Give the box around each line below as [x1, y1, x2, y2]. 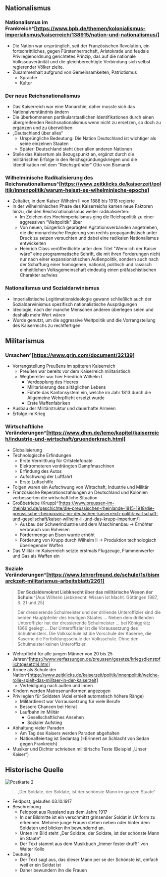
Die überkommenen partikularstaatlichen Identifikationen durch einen [12, 114, 154, 120]
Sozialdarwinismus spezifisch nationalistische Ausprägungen [12, 301, 137, 307]
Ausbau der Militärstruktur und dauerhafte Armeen [12, 406, 116, 412]
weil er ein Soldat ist [19, 862, 61, 868]
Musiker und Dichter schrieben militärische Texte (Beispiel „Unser [12, 746, 147, 752]
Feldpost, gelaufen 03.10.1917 [12, 798, 72, 804]
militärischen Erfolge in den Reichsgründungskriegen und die [12, 156, 137, 162]
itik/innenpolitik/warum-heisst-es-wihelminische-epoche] [5, 186, 150, 193]
